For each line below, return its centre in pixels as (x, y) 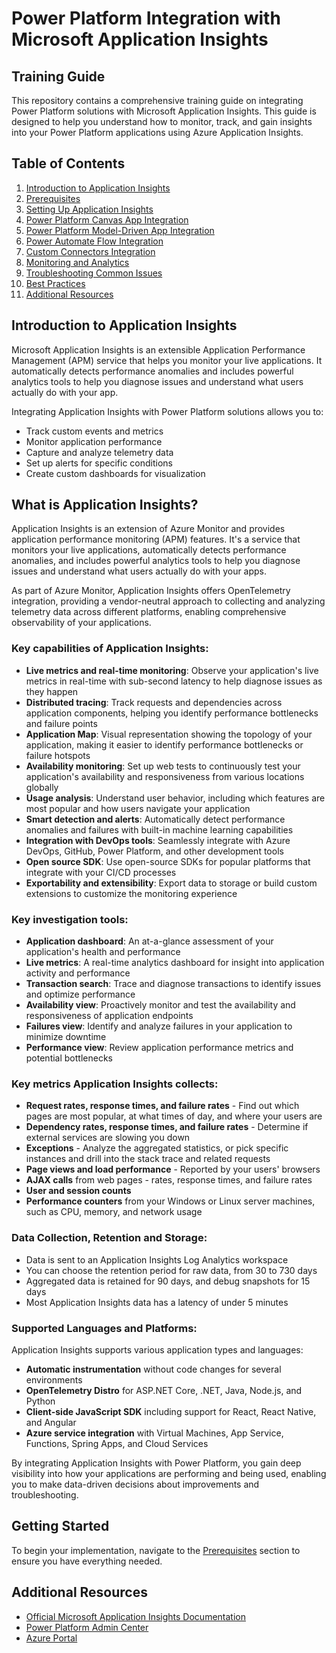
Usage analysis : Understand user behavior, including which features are (175, 798)
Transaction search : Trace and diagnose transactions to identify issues (173, 984)
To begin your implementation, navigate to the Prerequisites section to (156, 1550)
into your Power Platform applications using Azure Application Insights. (157, 132)
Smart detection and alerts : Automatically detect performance (155, 819)
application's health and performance (103, 952)
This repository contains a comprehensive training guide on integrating (157, 100)
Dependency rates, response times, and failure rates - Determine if (167, 1127)
